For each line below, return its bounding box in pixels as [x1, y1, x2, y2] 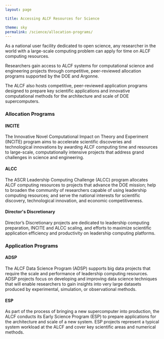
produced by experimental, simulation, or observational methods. [5, 286, 137, 292]
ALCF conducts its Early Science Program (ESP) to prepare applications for [5, 313, 157, 319]
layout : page [5, 7, 32, 12]
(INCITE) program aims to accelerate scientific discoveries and [5, 139, 132, 145]
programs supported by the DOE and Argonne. [5, 73, 99, 79]
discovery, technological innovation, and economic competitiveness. [5, 197, 143, 204]
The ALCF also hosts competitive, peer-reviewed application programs [5, 83, 148, 89]
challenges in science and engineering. [5, 155, 84, 160]
